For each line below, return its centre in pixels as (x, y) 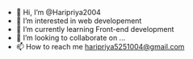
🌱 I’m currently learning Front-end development (95, 29)
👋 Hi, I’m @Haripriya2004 (58, 12)
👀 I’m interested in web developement (79, 21)
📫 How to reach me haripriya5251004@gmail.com (100, 47)
